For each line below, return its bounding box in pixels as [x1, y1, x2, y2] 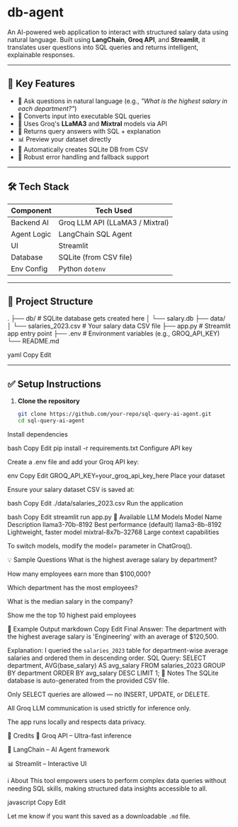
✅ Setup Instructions [7, 378, 101, 390]
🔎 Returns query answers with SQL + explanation [17, 127, 161, 135]
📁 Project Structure [7, 295, 93, 307]
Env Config [11, 264, 48, 274]
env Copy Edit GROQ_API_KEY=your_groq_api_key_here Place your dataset [7, 471, 225, 480]
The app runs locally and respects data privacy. [7, 717, 147, 726]
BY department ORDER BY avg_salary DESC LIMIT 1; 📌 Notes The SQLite [7, 668, 219, 677]
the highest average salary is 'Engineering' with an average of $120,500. [7, 632, 219, 641]
